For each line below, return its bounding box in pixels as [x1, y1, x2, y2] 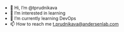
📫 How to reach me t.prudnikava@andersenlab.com [10, 21, 119, 27]
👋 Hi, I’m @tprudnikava [10, 5, 58, 10]
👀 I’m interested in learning [10, 10, 66, 16]
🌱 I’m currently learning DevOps [10, 15, 76, 21]
